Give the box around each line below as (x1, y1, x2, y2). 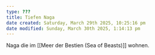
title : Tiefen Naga (6, 14, 55, 20)
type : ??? (6, 8, 31, 15)
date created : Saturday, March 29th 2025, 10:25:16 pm (6, 20, 146, 26)
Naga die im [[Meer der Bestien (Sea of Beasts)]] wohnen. (6, 42, 150, 49)
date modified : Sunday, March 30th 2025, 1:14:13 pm (6, 25, 141, 32)
